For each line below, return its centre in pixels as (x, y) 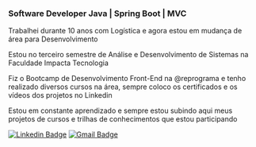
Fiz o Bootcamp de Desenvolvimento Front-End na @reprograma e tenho (127, 79)
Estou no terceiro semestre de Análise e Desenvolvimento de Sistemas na (128, 55)
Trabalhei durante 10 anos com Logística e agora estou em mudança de (125, 31)
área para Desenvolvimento (53, 39)
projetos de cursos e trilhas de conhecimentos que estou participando (123, 119)
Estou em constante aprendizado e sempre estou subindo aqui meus (120, 110)
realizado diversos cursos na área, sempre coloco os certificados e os (123, 87)
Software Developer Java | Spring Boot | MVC (97, 14)
